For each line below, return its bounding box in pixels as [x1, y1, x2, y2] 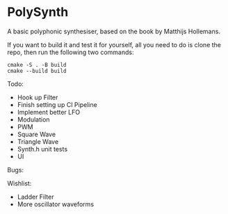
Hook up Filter [17, 93, 58, 101]
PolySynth [7, 4, 69, 20]
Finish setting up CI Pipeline [17, 100, 97, 108]
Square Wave [17, 130, 56, 138]
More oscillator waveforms [17, 199, 95, 208]
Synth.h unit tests [17, 145, 68, 153]
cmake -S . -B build [7, 61, 67, 68]
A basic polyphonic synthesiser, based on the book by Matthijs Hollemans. [7, 27, 221, 35]
